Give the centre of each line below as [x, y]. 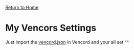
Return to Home [22, 7]
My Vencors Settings [51, 28]
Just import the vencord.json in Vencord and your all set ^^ [67, 42]
